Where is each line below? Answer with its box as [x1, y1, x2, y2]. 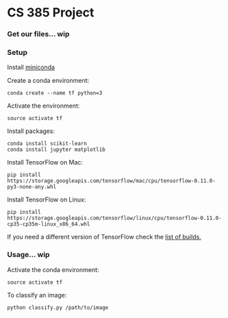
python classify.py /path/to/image [7, 304, 109, 311]
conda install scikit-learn [7, 140, 88, 147]
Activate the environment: [7, 101, 80, 110]
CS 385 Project [7, 5, 94, 21]
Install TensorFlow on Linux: [7, 195, 86, 204]
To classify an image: [7, 291, 67, 299]
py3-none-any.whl [7, 184, 57, 191]
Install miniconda [7, 63, 55, 71]
